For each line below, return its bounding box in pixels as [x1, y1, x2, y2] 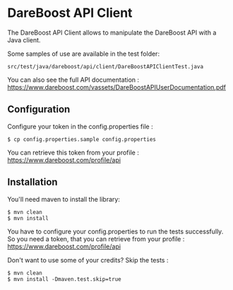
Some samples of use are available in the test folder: [7, 49, 160, 58]
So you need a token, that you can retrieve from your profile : [7, 234, 185, 243]
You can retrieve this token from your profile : [7, 148, 139, 157]
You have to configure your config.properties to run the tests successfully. [7, 227, 224, 236]
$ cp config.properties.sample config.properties [7, 135, 157, 143]
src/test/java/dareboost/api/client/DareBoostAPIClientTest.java [7, 63, 203, 70]
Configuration [7, 104, 71, 116]
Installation [7, 176, 58, 188]
